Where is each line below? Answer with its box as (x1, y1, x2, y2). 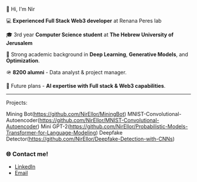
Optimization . (6, 57, 40, 64)
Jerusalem (6, 40, 33, 46)
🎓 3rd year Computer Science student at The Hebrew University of (6, 31, 174, 38)
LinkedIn (14, 163, 36, 170)
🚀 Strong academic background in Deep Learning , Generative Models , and (6, 51, 189, 58)
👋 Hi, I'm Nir (6, 6, 35, 12)
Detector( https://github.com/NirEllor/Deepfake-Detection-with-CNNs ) (6, 135, 175, 142)
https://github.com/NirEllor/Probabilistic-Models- (69, 123, 188, 130)
